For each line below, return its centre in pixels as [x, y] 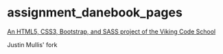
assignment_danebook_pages [95, 13]
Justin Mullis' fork [32, 44]
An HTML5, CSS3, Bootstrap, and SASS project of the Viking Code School [111, 31]
